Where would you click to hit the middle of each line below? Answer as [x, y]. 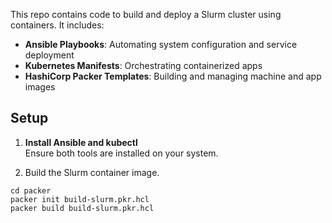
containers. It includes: [57, 25]
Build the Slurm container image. [92, 172]
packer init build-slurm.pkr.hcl [80, 199]
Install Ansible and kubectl [81, 142]
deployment [49, 55]
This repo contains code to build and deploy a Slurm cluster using [146, 14]
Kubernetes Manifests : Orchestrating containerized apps [143, 65]
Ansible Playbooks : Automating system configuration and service [161, 44]
